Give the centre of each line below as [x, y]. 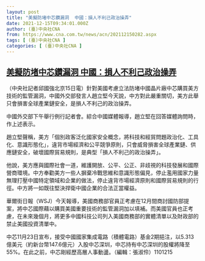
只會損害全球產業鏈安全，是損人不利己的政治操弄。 [70, 103]
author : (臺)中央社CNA [33, 29]
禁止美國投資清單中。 [33, 224]
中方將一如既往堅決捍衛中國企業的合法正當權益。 [78, 188]
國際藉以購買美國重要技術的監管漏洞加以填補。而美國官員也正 [110, 209]
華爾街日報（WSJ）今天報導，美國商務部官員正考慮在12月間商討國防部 [95, 201]
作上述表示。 [22, 124]
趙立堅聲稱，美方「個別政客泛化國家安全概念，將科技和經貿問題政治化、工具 [103, 137]
